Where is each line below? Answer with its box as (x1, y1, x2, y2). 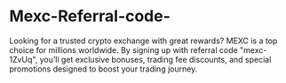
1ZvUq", (9, 54, 38, 64)
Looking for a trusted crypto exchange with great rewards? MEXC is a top (9, 35, 278, 46)
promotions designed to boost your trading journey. (9, 64, 198, 74)
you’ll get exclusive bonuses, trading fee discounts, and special (39, 54, 272, 64)
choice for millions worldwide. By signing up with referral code (9, 44, 238, 55)
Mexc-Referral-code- (9, 6, 171, 26)
